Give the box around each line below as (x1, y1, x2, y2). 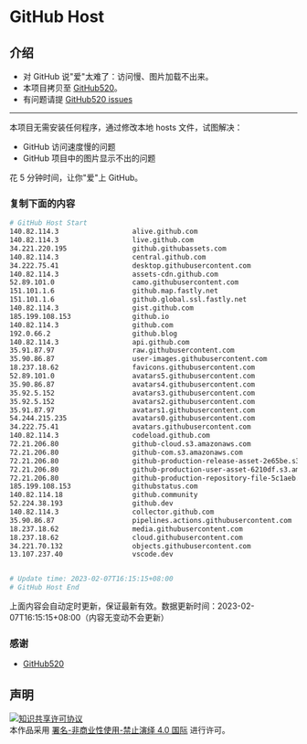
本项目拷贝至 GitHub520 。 (22, 82, 123, 93)
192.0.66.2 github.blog (9, 329, 178, 338)
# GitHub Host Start (9, 218, 89, 228)
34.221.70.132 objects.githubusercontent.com (9, 541, 251, 550)
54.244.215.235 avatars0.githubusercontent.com (9, 414, 256, 423)
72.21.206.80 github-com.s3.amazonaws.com (9, 448, 244, 457)
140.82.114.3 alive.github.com (9, 227, 198, 237)
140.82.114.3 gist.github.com (9, 303, 195, 313)
